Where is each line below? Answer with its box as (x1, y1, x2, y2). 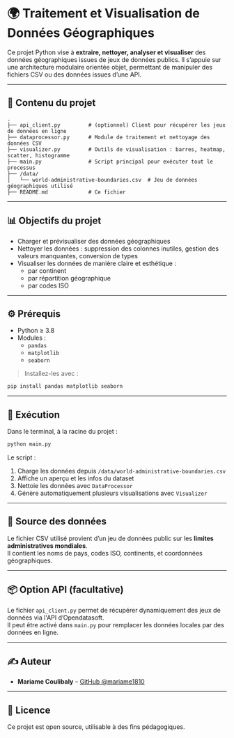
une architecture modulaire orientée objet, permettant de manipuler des (7, 63, 213, 71)
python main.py (7, 441, 52, 448)
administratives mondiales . (7, 541, 88, 550)
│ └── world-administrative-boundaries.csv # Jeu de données (7, 176, 198, 183)
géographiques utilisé (7, 182, 73, 189)
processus (7, 164, 36, 171)
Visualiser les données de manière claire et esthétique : (17, 259, 176, 267)
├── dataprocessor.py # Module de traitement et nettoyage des (7, 134, 210, 141)
